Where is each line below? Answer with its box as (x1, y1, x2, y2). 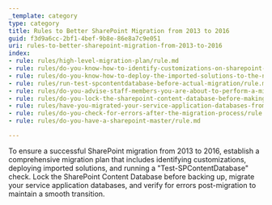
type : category (8, 19, 60, 27)
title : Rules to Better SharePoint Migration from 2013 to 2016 (8, 27, 230, 35)
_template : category (8, 11, 79, 20)
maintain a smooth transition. (8, 189, 105, 199)
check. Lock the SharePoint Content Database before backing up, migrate (8, 171, 255, 182)
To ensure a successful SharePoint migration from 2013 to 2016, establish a (8, 146, 260, 156)
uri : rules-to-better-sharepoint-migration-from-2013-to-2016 (8, 42, 223, 50)
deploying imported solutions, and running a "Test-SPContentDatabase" (8, 163, 249, 173)
